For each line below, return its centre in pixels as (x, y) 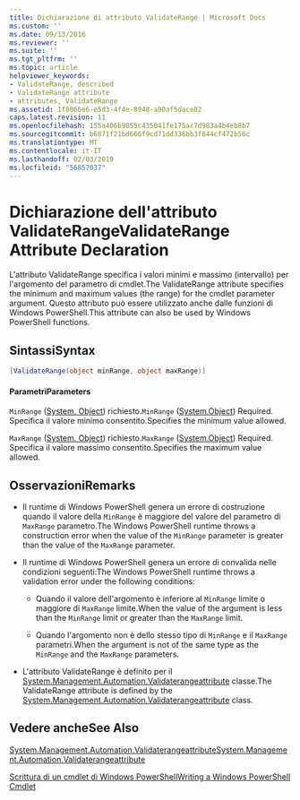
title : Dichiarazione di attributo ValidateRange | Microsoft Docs (138, 17)
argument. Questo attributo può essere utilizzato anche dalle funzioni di (141, 303)
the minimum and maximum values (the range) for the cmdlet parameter (142, 294)
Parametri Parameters (50, 391)
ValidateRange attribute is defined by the (97, 691)
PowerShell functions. (50, 323)
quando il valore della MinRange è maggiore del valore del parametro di (151, 517)
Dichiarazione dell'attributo (113, 212)
